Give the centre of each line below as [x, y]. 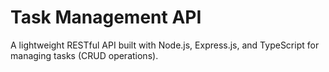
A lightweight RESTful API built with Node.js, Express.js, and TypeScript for [165, 45]
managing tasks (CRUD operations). [84, 55]
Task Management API [106, 17]
